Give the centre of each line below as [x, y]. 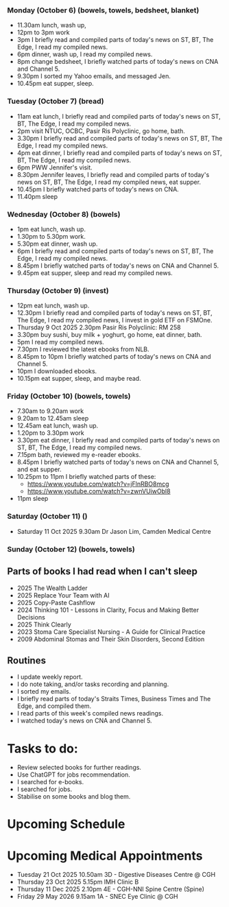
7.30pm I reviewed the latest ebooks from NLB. [83, 349]
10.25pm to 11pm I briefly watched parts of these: [86, 477]
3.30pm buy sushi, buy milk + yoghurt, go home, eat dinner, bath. [109, 335]
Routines [27, 660]
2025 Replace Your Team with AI [63, 595]
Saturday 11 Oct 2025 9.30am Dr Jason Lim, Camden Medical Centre [114, 531]
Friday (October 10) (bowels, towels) [69, 397]
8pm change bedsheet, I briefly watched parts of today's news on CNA [118, 62]
